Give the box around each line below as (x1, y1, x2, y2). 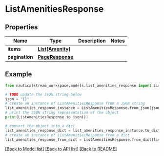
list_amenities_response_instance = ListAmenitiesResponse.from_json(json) (5, 106, 163, 111)
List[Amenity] (38, 45, 71, 52)
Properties (5, 23, 38, 31)
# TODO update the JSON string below (5, 92, 82, 97)
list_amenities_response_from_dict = (5, 137, 82, 142)
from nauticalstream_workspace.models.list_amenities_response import (5, 83, 152, 88)
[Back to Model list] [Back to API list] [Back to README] (5, 146, 117, 152)
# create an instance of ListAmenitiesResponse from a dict (5, 133, 130, 137)
